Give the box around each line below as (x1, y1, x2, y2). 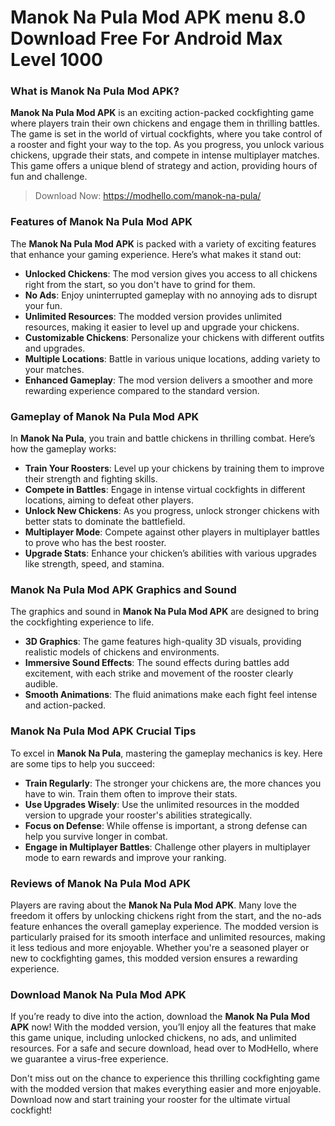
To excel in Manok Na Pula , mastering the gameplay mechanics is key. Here (10, 747, 323, 759)
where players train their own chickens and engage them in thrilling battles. (10, 117, 320, 130)
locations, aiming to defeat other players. (24, 494, 194, 506)
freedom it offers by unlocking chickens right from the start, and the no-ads (10, 909, 322, 921)
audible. (24, 678, 59, 690)
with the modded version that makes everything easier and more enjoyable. (10, 1083, 322, 1095)
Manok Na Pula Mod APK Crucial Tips (10, 724, 197, 738)
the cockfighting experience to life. (10, 616, 155, 628)
